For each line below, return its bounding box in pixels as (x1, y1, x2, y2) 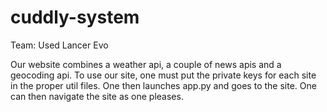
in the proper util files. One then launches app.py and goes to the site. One (10, 79, 317, 91)
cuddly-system (10, 6, 140, 29)
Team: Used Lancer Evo (10, 39, 109, 51)
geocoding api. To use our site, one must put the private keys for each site (10, 69, 317, 81)
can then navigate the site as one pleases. (10, 90, 184, 102)
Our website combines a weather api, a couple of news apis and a (10, 58, 282, 70)
